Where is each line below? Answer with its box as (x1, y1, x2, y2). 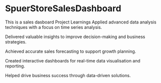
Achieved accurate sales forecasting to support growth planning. (5, 48, 136, 54)
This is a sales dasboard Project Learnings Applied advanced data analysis (5, 19, 157, 25)
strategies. (5, 39, 27, 44)
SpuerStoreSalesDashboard (5, 3, 122, 14)
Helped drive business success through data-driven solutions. (5, 72, 131, 78)
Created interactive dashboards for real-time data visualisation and (5, 58, 141, 63)
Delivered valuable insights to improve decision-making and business (5, 34, 146, 40)
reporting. (5, 63, 26, 69)
